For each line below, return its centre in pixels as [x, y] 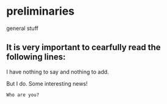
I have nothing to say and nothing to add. [58, 72]
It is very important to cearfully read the [83, 47]
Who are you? [23, 95]
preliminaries [41, 11]
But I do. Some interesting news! [47, 83]
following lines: [36, 57]
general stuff [22, 28]
